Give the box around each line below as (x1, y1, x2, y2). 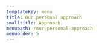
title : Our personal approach (6, 14, 83, 20)
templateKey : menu (6, 8, 53, 15)
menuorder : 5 (6, 31, 39, 37)
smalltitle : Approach (6, 20, 61, 26)
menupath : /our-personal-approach (6, 25, 94, 32)
